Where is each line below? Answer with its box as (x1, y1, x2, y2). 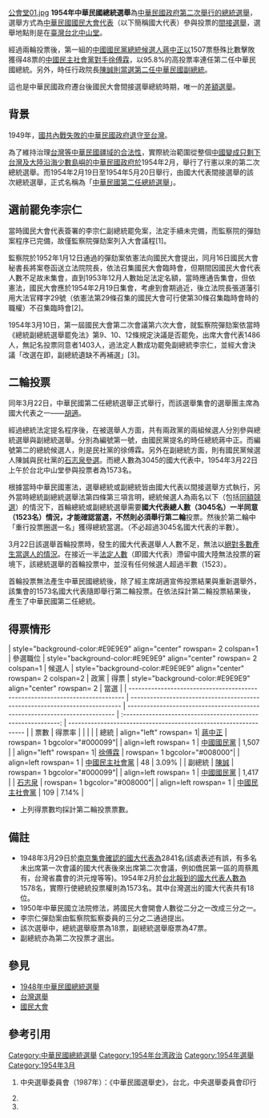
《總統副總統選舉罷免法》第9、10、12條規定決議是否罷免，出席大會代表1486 (8, 330, 261, 340)
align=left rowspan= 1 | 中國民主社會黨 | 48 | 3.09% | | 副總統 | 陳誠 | (8, 758, 235, 767)
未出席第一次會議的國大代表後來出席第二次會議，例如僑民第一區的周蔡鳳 (19, 863, 259, 873)
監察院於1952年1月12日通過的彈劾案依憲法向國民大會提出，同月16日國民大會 (8, 252, 259, 263)
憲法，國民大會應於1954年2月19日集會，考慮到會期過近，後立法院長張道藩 (8, 283, 254, 292)
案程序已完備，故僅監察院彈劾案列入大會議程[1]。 (8, 235, 171, 245)
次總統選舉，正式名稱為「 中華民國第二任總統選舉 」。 (8, 177, 180, 187)
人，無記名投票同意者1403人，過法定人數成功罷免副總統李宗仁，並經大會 (8, 340, 250, 349)
